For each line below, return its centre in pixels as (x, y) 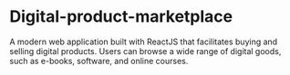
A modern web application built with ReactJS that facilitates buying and (144, 42)
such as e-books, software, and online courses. (99, 61)
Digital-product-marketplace (121, 17)
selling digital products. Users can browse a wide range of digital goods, (145, 51)
